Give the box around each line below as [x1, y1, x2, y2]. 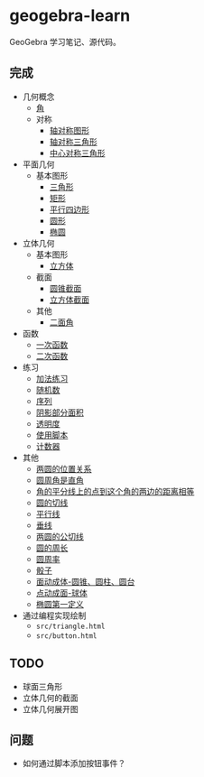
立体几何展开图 [22, 703, 79, 714]
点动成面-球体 [35, 587, 88, 598]
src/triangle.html [35, 622, 106, 631]
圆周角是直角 [35, 475, 84, 486]
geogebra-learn [9, 5, 131, 26]
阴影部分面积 [35, 407, 84, 418]
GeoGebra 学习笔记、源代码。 [9, 36, 122, 47]
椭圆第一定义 [35, 598, 84, 609]
